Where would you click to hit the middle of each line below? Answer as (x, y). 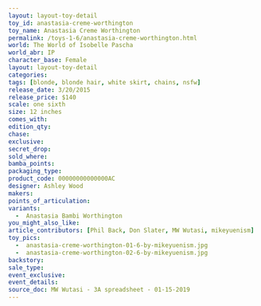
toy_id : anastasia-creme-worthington (71, 23)
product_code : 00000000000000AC (62, 179)
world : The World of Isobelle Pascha (71, 45)
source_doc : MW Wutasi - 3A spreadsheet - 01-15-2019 (99, 290)
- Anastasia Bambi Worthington (69, 216)
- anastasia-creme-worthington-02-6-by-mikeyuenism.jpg (112, 253)
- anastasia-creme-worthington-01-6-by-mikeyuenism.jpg (112, 245)
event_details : (33, 282)
